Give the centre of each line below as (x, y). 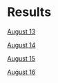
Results (29, 12)
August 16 (21, 72)
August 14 (21, 45)
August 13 (21, 31)
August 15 (21, 58)
